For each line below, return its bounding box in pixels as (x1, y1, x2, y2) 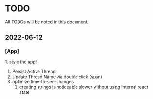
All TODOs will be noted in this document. (5, 19, 89, 25)
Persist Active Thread (12, 68, 56, 74)
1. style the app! (5, 59, 37, 65)
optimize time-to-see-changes (12, 79, 74, 84)
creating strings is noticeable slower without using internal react (19, 84, 149, 90)
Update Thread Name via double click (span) (12, 74, 102, 79)
